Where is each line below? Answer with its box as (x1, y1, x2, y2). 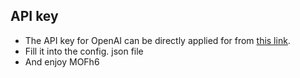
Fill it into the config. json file (24, 45, 144, 57)
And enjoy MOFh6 (24, 55, 100, 68)
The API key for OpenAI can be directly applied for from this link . (24, 34, 291, 46)
